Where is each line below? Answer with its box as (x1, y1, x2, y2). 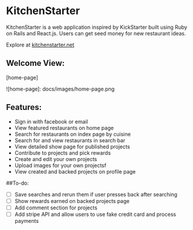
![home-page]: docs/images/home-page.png (6, 85, 115, 92)
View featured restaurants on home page (14, 124, 114, 131)
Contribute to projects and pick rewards (14, 149, 111, 156)
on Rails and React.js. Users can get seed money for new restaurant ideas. (6, 29, 187, 36)
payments (14, 217, 39, 224)
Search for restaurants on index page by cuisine (14, 131, 131, 138)
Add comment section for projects (14, 204, 98, 211)
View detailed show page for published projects (14, 143, 130, 150)
